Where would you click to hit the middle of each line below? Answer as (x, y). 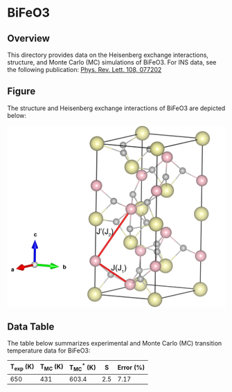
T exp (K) (22, 367)
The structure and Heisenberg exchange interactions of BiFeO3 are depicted (116, 108)
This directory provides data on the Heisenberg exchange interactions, (108, 55)
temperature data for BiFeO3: (49, 350)
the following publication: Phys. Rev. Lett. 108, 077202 (84, 70)
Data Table (31, 327)
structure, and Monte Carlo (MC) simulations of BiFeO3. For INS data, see (112, 62)
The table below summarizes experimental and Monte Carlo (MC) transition (115, 344)
